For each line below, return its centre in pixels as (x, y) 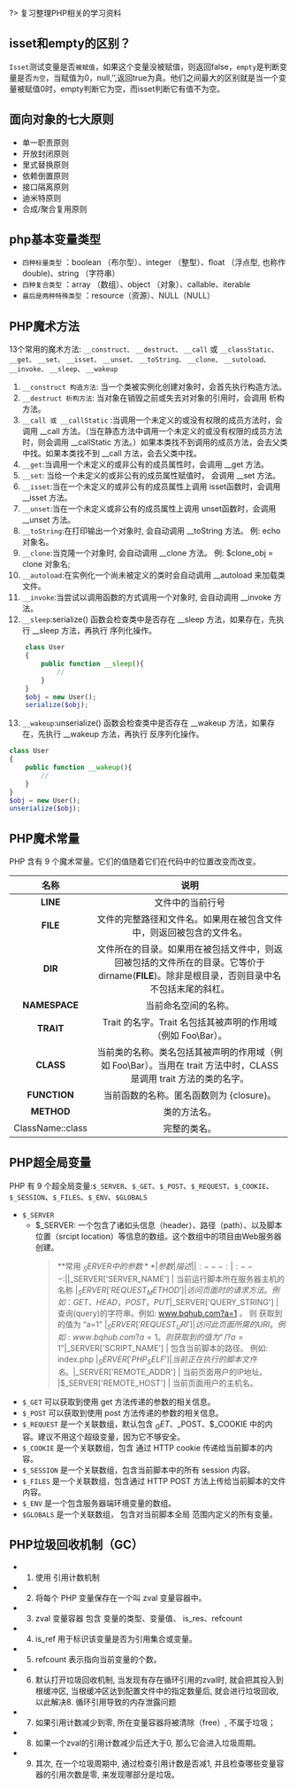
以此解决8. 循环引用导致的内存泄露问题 (106, 1702)
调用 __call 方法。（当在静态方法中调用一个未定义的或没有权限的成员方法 (152, 431)
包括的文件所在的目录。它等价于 (198, 962)
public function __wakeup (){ (79, 767)
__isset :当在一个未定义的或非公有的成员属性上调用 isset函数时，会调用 (151, 486)
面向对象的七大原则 (61, 119)
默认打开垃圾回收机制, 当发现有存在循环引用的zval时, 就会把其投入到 (160, 1679)
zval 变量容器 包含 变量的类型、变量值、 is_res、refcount (139, 1618)
